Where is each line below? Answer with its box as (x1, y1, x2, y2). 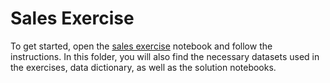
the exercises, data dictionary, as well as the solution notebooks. (10, 61, 277, 73)
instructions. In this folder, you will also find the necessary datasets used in (10, 50, 320, 62)
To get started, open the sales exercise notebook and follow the (10, 40, 273, 52)
